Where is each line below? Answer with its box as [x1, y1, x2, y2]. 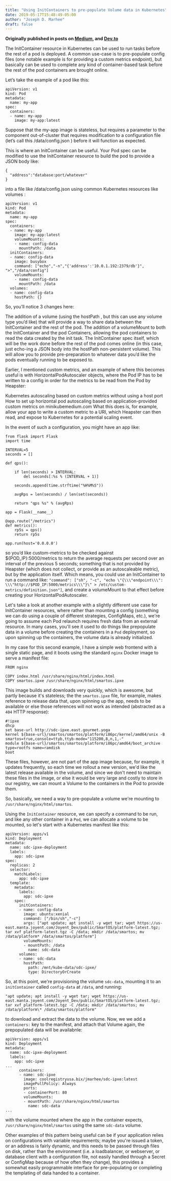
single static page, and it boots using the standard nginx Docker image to [5, 650, 159, 656]
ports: [23, 1086, 38, 1091]
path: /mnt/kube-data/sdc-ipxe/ [27, 965, 97, 970]
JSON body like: [5, 158, 39, 164]
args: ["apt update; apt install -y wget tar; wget [23, 920, 136, 926]
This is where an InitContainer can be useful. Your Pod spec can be [5, 148, 147, 154]
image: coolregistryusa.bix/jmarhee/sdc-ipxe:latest [23, 1077, 138, 1082]
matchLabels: [14, 872, 42, 877]
